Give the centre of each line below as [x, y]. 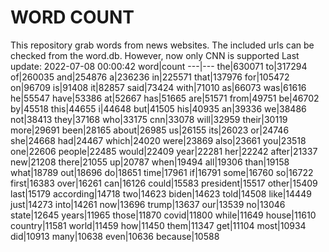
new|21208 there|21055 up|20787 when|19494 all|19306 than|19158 [150, 162]
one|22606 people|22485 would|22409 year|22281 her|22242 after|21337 [164, 151]
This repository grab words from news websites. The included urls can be [162, 45]
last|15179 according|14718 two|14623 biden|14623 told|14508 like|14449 [161, 193]
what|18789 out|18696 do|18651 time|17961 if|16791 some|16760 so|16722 [162, 172]
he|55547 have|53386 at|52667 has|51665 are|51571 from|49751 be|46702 [165, 98]
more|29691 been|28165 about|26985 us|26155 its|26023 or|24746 [150, 130]
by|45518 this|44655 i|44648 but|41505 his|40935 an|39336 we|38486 [158, 108]
